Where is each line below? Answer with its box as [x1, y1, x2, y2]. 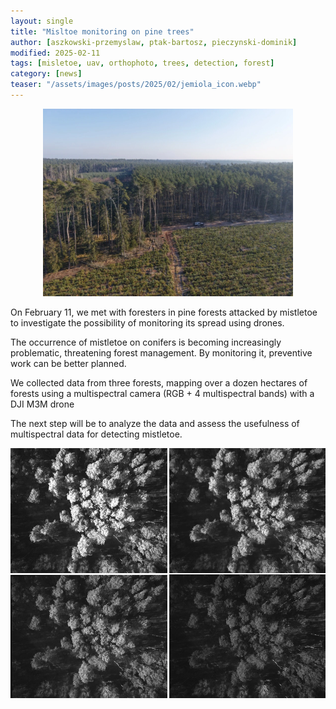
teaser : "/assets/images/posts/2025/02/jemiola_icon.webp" [10, 80, 262, 90]
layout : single [10, 16, 74, 26]
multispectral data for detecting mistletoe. [10, 428, 183, 440]
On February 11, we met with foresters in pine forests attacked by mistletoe [10, 306, 318, 318]
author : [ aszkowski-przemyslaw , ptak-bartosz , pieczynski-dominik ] [10, 37, 298, 47]
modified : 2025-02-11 [10, 48, 101, 58]
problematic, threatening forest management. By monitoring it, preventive [10, 346, 313, 359]
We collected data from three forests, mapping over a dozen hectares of [10, 376, 308, 389]
